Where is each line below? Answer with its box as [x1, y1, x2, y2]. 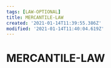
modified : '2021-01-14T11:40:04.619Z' [6, 25, 104, 32]
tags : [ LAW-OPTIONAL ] [6, 8, 61, 15]
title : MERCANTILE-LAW [6, 14, 64, 20]
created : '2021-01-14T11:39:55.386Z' [6, 20, 102, 26]
